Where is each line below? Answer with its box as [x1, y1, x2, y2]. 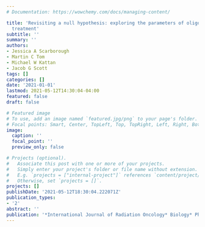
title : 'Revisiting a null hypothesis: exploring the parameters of [6, 19, 184, 26]
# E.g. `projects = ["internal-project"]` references [6, 172, 151, 178]
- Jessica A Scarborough [6, 48, 70, 55]
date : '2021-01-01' [6, 82, 56, 88]
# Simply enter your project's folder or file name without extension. [6, 166, 198, 172]
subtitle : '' [6, 31, 40, 37]
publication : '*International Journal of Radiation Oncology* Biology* [6, 211, 192, 218]
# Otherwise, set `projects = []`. [6, 178, 103, 184]
